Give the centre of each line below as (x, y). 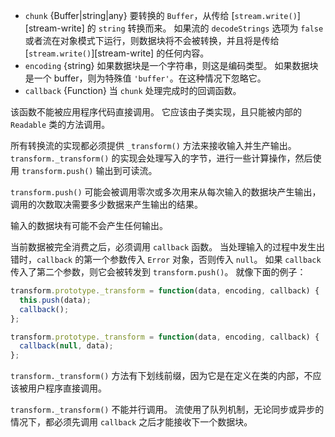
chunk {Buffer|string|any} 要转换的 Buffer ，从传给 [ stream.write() (161, 15)
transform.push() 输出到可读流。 (89, 170)
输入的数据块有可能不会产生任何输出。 (89, 225)
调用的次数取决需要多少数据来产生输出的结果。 (106, 204)
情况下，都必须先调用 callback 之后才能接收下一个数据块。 (131, 422)
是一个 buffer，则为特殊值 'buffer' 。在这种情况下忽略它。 (145, 78)
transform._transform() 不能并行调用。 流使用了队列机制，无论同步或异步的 (167, 410)
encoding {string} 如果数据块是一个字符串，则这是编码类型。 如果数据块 (171, 65)
